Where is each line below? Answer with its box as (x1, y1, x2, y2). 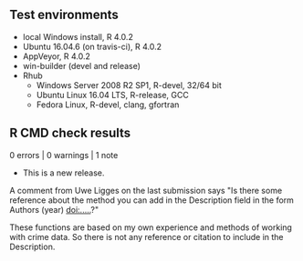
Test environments (9, 7, 119, 23)
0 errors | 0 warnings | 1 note (9, 149, 119, 160)
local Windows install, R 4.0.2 (22, 31, 134, 42)
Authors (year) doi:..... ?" (9, 204, 99, 215)
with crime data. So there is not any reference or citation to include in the (9, 231, 284, 242)
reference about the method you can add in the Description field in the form (9, 195, 295, 206)
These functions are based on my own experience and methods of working (9, 222, 292, 233)
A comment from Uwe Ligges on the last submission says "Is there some (9, 185, 283, 196)
